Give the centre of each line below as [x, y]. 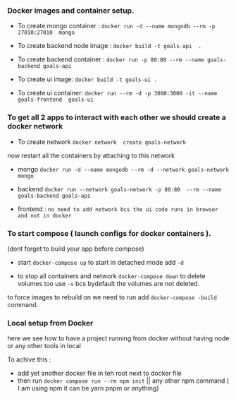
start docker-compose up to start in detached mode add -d [101, 262]
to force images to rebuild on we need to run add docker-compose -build [112, 297]
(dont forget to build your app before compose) [76, 249]
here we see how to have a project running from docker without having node [118, 338]
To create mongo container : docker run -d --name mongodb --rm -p [116, 26]
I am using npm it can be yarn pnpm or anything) [88, 388]
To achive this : [29, 359]
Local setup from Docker [50, 323]
